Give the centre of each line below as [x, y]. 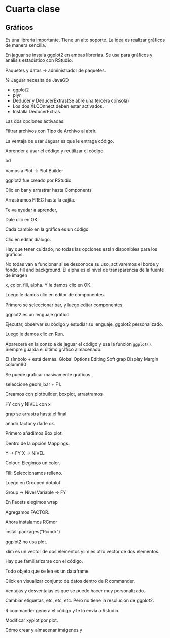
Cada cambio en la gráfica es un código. [48, 229]
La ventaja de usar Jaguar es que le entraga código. [60, 141]
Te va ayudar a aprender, [31, 210]
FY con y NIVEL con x [28, 404]
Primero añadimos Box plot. [34, 433]
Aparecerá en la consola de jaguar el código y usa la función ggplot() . [79, 344]
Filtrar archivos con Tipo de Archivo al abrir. [51, 131]
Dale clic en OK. [22, 220]
